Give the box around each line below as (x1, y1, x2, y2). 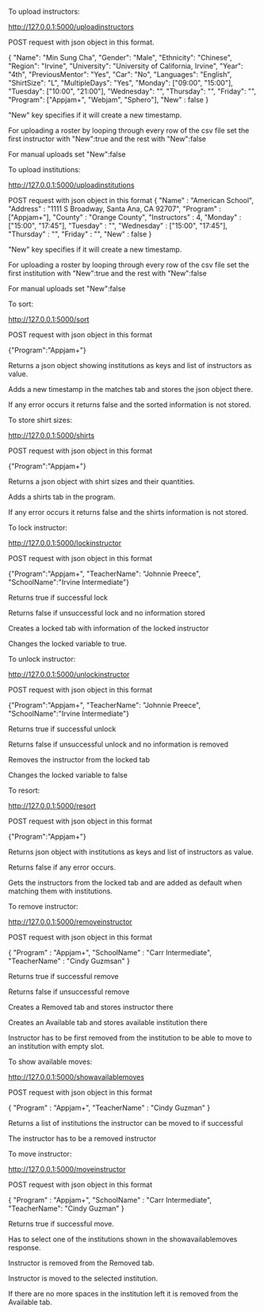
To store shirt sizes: (8, 416, 73, 424)
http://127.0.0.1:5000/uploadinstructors (8, 22, 135, 31)
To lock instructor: (8, 523, 67, 532)
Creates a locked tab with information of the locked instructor (8, 624, 209, 633)
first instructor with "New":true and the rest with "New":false (8, 134, 206, 144)
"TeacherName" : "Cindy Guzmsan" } (8, 956, 131, 966)
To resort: (8, 785, 40, 795)
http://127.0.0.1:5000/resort (8, 801, 97, 810)
